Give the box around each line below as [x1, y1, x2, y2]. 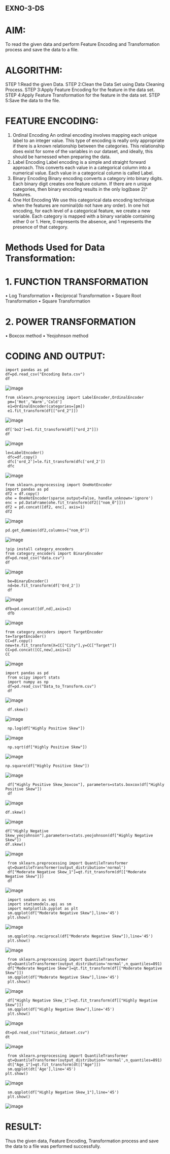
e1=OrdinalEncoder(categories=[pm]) [7, 404, 85, 409]
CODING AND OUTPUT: [5, 350, 106, 362]
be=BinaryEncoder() [7, 579, 49, 584]
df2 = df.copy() [5, 491, 40, 496]
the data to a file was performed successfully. [5, 1143, 101, 1149]
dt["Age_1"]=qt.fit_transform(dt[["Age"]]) [7, 1062, 101, 1068]
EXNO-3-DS [5, 4, 45, 13]
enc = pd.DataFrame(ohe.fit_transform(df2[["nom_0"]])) [5, 500, 126, 506]
